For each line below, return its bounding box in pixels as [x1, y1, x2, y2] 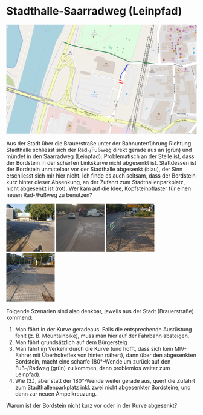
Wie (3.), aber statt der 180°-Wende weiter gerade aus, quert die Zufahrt [14, 377, 195, 384]
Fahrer [14, 351, 32, 359]
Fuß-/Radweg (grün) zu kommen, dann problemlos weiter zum [14, 364, 170, 371]
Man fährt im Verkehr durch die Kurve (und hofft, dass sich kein [14, 345, 173, 352]
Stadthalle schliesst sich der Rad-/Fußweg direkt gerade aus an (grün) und [6, 146, 192, 153]
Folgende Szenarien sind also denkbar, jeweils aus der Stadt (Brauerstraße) [6, 307, 195, 314]
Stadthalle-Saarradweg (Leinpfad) [6, 4, 182, 18]
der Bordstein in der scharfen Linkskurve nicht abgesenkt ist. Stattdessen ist [6, 159, 196, 166]
